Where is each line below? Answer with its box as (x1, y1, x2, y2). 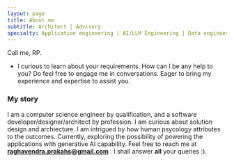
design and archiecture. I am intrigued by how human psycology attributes (7, 124, 221, 133)
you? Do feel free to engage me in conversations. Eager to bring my (17, 70, 212, 78)
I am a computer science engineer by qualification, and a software (7, 110, 197, 118)
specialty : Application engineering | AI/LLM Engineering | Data (7, 29, 201, 37)
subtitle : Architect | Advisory (7, 23, 101, 30)
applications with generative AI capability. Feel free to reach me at (7, 140, 197, 148)
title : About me (7, 17, 54, 24)
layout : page (7, 10, 45, 17)
